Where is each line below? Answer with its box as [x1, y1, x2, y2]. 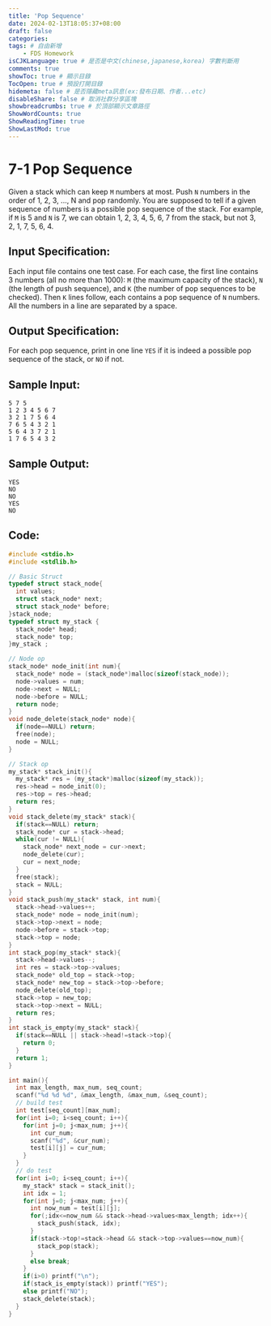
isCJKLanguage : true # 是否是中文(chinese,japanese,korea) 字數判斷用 [8, 58, 239, 66]
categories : [8, 34, 49, 43]
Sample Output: [8, 457, 90, 470]
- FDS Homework [23, 49, 74, 58]
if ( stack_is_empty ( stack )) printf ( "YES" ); [23, 1280, 168, 1288]
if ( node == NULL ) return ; [15, 723, 95, 731]
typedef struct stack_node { [8, 580, 104, 588]
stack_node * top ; [15, 633, 74, 641]
